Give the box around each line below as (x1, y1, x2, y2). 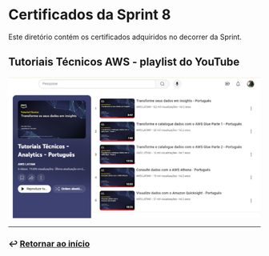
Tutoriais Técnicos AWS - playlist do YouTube (8, 55, 240, 69)
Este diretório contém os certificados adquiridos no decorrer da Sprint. (8, 32, 243, 42)
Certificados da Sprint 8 (8, 6, 171, 24)
